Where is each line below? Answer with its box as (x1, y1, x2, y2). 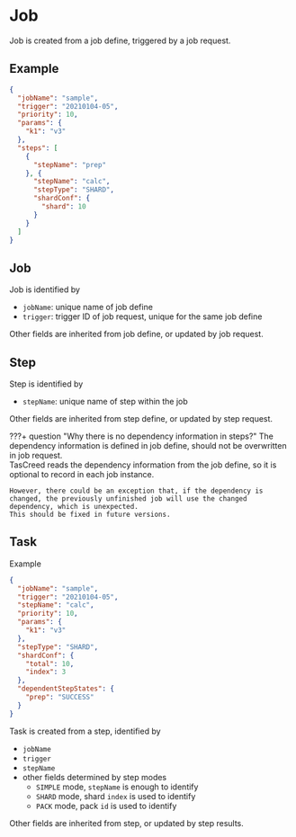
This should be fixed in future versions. (9, 510, 171, 519)
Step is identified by (9, 378, 84, 389)
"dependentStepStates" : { (17, 684, 115, 693)
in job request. (9, 450, 63, 460)
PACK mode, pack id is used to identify (35, 800, 177, 811)
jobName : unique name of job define (22, 302, 153, 313)
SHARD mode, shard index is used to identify (35, 790, 196, 801)
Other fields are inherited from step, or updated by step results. (9, 817, 245, 828)
